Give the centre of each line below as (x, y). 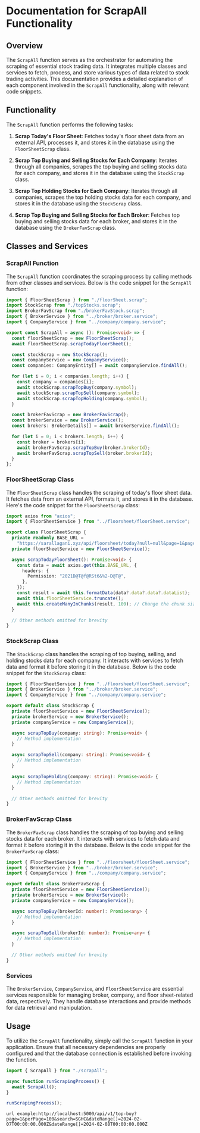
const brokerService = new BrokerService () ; (68, 420)
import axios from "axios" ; (41, 516)
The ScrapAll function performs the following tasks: (70, 124)
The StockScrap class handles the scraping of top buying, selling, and (91, 654)
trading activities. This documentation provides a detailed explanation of (95, 79)
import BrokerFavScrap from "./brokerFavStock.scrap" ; (76, 311)
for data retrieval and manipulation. (49, 1008)
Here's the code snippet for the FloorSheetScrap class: (73, 505)
